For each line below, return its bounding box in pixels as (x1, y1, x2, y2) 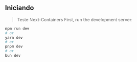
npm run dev (5, 26, 29, 31)
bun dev (5, 53, 21, 58)
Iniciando (5, 4, 34, 12)
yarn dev (5, 35, 23, 40)
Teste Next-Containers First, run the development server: (17, 16, 133, 22)
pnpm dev (5, 44, 23, 49)
